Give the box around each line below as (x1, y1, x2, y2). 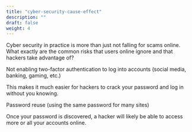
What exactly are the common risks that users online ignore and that (6, 48, 173, 55)
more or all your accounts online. (6, 120, 87, 127)
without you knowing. (6, 90, 59, 97)
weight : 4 (6, 25, 31, 32)
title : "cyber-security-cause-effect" (6, 8, 102, 15)
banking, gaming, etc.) (6, 72, 61, 79)
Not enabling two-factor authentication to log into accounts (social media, (6, 66, 187, 73)
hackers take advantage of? (6, 54, 74, 61)
